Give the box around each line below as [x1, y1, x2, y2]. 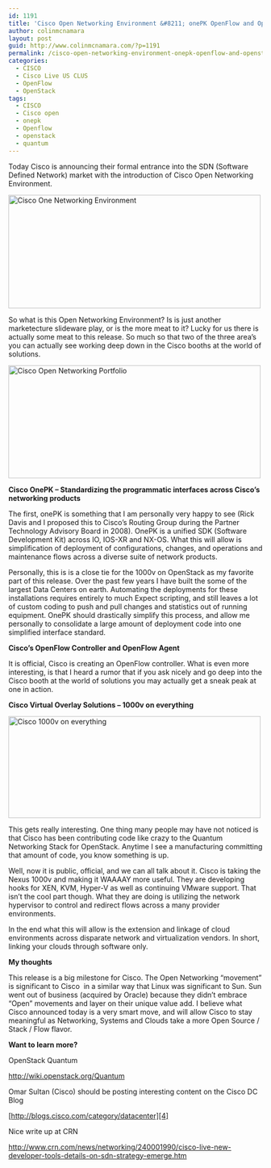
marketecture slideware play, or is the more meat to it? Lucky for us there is [8, 323, 260, 333]
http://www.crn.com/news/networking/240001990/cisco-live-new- [8, 1142, 231, 1152]
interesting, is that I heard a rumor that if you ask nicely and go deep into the [8, 667, 262, 677]
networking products [8, 493, 81, 503]
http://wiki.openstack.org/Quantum [8, 1070, 125, 1081]
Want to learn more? [8, 1040, 78, 1049]
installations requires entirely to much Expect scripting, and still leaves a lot [8, 593, 258, 603]
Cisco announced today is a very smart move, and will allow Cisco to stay [8, 1007, 252, 1016]
